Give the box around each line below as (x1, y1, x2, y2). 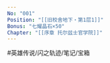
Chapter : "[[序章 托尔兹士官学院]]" (7, 29, 103, 36)
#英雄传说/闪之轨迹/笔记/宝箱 (7, 49, 91, 57)
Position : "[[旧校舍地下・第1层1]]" (7, 16, 104, 23)
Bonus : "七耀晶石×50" (7, 23, 65, 29)
